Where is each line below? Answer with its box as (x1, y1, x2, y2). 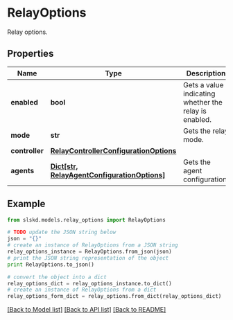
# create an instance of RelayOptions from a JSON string (7, 242, 178, 249)
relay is (183, 106, 207, 116)
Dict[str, (50, 161, 78, 171)
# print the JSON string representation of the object (7, 254, 169, 261)
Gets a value (183, 80, 224, 89)
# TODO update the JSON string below (7, 229, 116, 236)
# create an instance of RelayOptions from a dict (7, 286, 157, 294)
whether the (183, 97, 223, 107)
